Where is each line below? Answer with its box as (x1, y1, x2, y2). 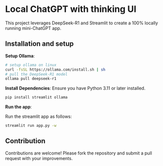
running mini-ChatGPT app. (5, 25, 62, 31)
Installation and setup (5, 40, 74, 48)
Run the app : (5, 104, 32, 110)
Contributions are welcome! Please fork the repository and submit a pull (5, 150, 153, 156)
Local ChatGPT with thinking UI (5, 3, 137, 15)
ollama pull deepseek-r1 (5, 76, 57, 82)
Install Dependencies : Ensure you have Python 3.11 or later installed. (5, 85, 146, 91)
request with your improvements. (5, 155, 73, 161)
